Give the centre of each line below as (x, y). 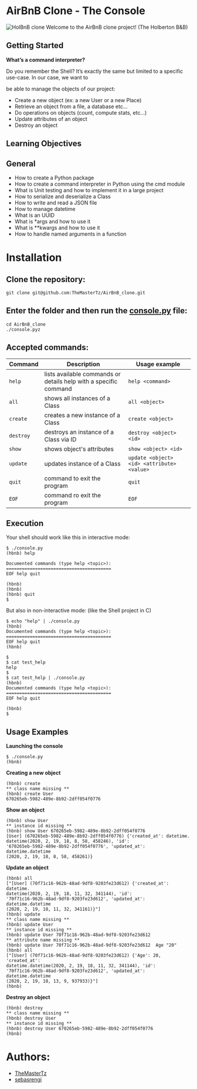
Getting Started (35, 46)
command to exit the (72, 478)
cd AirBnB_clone (26, 324)
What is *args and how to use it (52, 221)
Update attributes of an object (51, 119)
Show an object (26, 810)
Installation (34, 258)
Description (83, 364)
